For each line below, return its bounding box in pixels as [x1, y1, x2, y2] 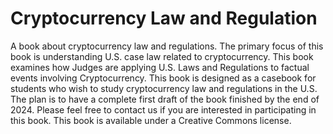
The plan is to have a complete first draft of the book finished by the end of [10, 93, 320, 105]
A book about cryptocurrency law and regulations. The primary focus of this [10, 40, 324, 52]
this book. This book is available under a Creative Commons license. [10, 114, 292, 126]
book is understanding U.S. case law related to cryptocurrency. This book [10, 50, 314, 62]
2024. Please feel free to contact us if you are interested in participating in [10, 103, 317, 116]
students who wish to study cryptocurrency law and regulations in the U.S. [10, 82, 318, 94]
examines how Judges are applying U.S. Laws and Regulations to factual [10, 61, 310, 73]
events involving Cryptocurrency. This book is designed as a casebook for [10, 72, 317, 84]
